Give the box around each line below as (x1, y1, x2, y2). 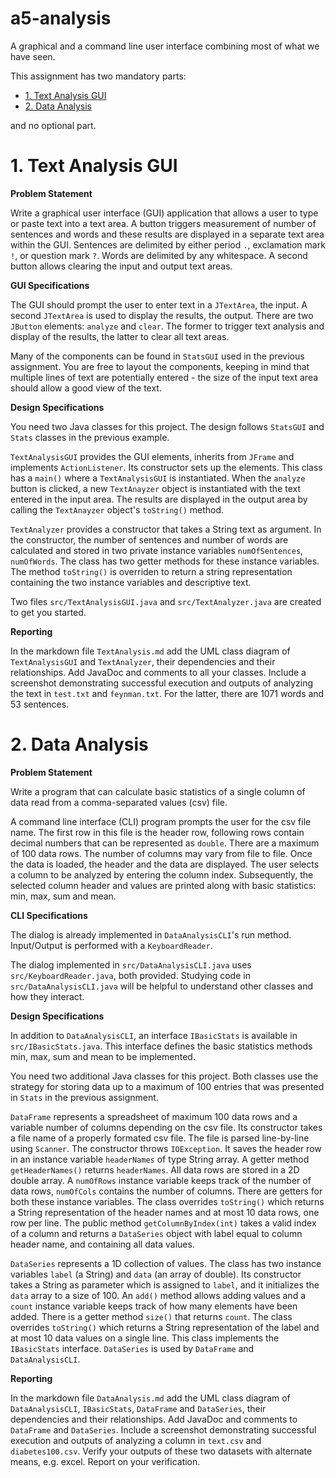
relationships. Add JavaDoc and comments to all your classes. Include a (10, 666, 307, 678)
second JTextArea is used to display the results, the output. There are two (10, 309, 314, 321)
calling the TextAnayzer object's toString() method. (10, 503, 225, 516)
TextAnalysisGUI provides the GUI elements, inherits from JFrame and (10, 450, 295, 462)
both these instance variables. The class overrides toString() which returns (10, 1195, 325, 1207)
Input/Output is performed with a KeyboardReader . (10, 939, 213, 951)
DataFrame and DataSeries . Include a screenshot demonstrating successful (10, 1423, 317, 1436)
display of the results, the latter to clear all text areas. (10, 330, 230, 342)
